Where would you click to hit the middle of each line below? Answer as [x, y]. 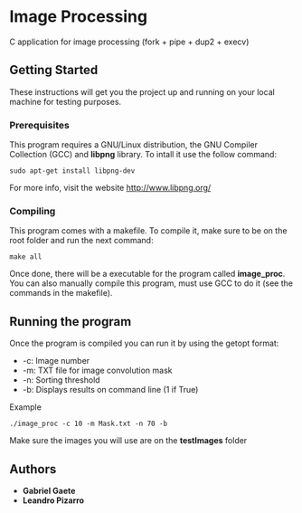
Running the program [71, 322]
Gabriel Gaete [49, 490]
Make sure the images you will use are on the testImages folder [128, 441]
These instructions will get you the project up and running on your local [142, 91]
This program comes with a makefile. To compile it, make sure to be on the [148, 231]
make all [26, 257]
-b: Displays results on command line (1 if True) [110, 390]
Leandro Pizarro [53, 500]
